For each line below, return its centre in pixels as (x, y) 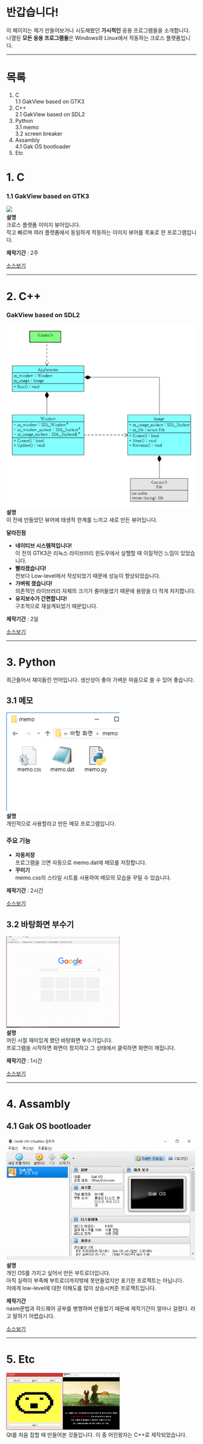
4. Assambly (38, 1104)
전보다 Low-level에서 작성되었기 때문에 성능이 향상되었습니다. (88, 576)
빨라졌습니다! (31, 568)
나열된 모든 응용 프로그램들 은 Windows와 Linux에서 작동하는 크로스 (85, 38)
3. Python (31, 662)
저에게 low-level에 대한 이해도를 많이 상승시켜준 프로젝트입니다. (81, 1288)
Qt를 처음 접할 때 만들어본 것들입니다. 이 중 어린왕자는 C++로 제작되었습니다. (97, 1435)
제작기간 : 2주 (22, 253)
